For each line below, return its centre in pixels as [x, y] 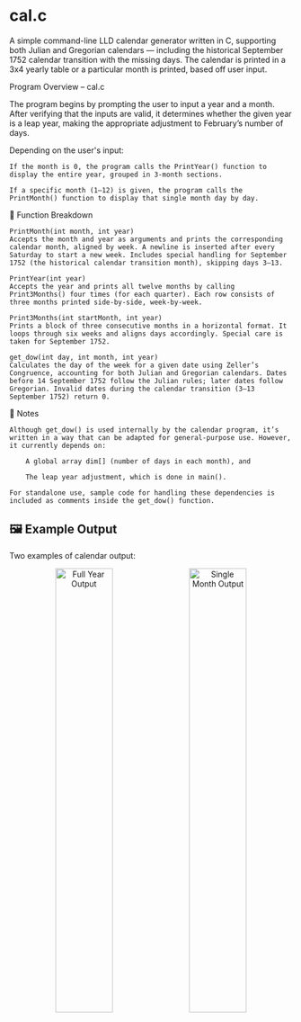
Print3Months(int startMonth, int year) [86, 318]
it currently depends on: [58, 445]
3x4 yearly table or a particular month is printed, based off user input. [138, 69]
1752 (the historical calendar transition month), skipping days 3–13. [146, 263]
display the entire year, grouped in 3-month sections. [116, 175]
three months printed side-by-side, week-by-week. [106, 302]
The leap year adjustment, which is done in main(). [126, 477]
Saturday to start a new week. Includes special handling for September [148, 255]
